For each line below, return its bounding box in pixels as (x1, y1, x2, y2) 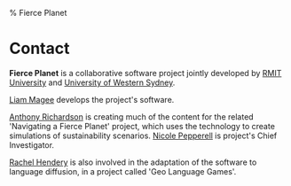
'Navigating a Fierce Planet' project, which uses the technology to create (9, 120, 275, 131)
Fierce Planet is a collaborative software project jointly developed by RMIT (9, 67, 282, 78)
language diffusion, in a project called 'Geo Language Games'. (9, 166, 237, 176)
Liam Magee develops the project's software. (9, 94, 175, 105)
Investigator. (9, 139, 55, 150)
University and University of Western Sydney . (9, 77, 176, 88)
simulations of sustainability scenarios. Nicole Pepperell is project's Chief (9, 130, 278, 141)
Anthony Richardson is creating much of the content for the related (9, 111, 255, 122)
